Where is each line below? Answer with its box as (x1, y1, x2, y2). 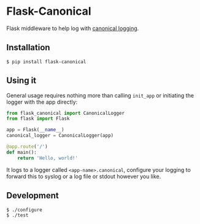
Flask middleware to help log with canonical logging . (6, 25, 139, 32)
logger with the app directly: (6, 98, 78, 106)
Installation (6, 42, 50, 53)
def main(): (6, 149, 37, 155)
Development (6, 190, 60, 201)
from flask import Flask (6, 115, 70, 122)
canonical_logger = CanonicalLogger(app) (6, 133, 114, 139)
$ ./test (6, 212, 29, 218)
